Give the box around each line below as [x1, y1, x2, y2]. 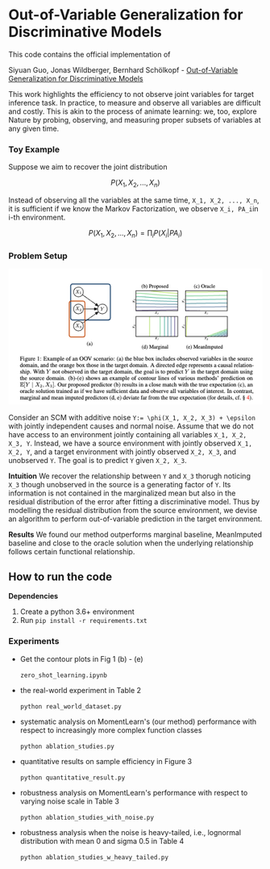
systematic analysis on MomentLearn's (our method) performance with [19, 717, 256, 726]
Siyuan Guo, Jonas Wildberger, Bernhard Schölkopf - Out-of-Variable [8, 65, 239, 74]
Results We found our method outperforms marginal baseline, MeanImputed [8, 529, 262, 539]
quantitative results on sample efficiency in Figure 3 [19, 756, 192, 766]
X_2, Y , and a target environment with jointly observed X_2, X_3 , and [8, 446, 236, 457]
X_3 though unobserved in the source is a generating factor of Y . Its [8, 479, 231, 489]
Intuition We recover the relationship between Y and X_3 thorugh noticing [8, 470, 251, 481]
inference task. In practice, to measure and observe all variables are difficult [8, 98, 261, 107]
